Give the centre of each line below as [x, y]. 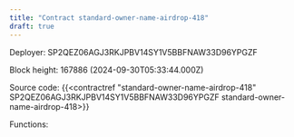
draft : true [32, 26]
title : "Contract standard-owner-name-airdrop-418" [109, 18]
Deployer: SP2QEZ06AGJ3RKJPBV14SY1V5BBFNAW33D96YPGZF [134, 52]
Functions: [29, 124]
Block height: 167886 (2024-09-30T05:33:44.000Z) [107, 70]
